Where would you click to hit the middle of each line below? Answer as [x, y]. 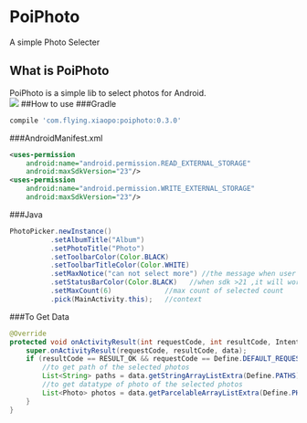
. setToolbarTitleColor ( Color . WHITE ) [120, 265]
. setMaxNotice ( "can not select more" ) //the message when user [173, 274]
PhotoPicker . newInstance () [61, 231]
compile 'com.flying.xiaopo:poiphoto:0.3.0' [95, 121]
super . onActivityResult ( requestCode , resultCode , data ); [137, 350]
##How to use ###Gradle [69, 103]
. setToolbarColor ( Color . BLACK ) [110, 257]
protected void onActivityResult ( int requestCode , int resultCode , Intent [155, 342]
